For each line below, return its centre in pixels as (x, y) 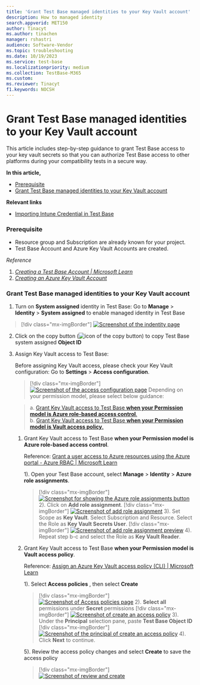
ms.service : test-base (34, 62)
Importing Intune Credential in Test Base (64, 213)
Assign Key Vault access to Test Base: (62, 354)
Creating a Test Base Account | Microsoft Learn (74, 272)
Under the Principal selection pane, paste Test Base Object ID (116, 621)
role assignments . (47, 481)
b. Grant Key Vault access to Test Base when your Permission (107, 421)
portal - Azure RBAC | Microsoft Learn (70, 463)
